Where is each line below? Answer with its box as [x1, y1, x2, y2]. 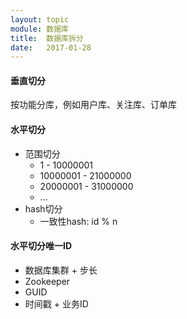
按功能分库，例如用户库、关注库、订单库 [10, 99, 177, 111]
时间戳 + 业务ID [24, 297, 89, 310]
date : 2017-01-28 [10, 42, 92, 53]
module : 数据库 [10, 24, 69, 34]
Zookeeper [24, 275, 71, 287]
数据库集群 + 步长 [24, 264, 98, 276]
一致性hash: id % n [39, 215, 118, 227]
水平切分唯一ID [10, 240, 73, 252]
